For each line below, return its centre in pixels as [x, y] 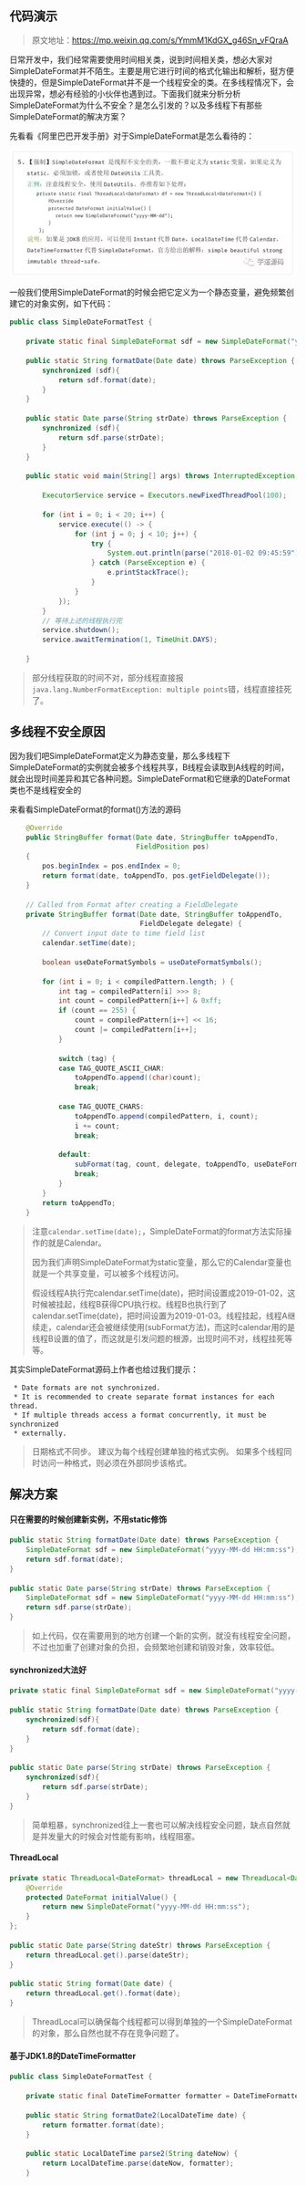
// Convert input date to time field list [124, 933]
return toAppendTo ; [79, 1202]
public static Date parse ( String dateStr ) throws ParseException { [140, 1945]
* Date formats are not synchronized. [87, 1388]
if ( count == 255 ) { [97, 1011]
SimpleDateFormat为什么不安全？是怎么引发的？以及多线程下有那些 [136, 105]
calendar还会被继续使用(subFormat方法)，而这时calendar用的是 [176, 1327]
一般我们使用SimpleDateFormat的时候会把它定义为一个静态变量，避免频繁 [148, 292]
